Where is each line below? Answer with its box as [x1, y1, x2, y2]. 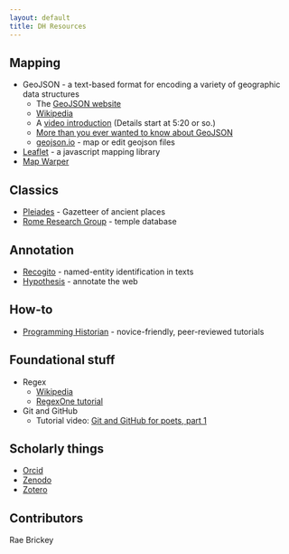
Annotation [9, 242, 75, 258]
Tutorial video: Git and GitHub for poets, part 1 [35, 415, 208, 425]
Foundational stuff [9, 352, 116, 368]
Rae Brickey [9, 535, 54, 546]
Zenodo [22, 474, 52, 485]
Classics [9, 182, 59, 197]
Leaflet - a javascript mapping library [22, 147, 161, 158]
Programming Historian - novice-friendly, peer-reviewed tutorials [22, 326, 265, 337]
